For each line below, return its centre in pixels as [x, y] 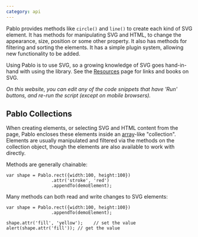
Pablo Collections [39, 114]
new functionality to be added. [43, 53]
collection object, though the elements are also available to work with [90, 147]
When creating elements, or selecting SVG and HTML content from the [92, 128]
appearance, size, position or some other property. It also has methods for [97, 41]
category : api [24, 12]
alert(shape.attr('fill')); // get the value [63, 228]
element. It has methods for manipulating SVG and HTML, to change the [94, 35]
